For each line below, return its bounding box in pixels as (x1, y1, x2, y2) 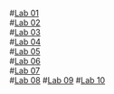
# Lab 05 (9, 46, 41, 57)
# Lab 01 (9, 8, 39, 18)
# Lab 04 (9, 36, 42, 47)
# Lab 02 (9, 17, 41, 28)
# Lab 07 (9, 65, 41, 76)
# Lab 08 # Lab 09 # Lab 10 (9, 75, 106, 85)
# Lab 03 (9, 27, 41, 37)
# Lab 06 (9, 56, 41, 66)
